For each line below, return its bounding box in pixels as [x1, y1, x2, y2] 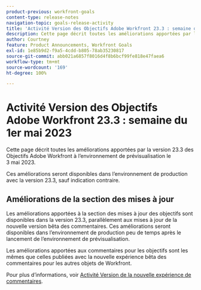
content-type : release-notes [6, 14, 79, 20]
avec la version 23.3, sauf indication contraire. [6, 177, 120, 184]
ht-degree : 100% [6, 70, 47, 76]
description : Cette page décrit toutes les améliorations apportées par [6, 31, 191, 37]
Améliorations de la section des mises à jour [6, 194, 175, 204]
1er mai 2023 [6, 126, 72, 140]
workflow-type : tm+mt [6, 59, 60, 65]
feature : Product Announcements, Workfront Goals [6, 42, 133, 48]
